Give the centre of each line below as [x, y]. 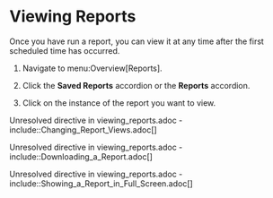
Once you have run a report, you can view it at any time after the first [137, 41]
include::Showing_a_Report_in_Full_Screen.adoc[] [101, 183]
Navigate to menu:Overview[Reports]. [92, 68]
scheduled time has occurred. [65, 50]
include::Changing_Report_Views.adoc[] [83, 129]
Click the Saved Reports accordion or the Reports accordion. [136, 85]
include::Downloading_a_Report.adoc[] [81, 156]
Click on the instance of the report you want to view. [119, 103]
